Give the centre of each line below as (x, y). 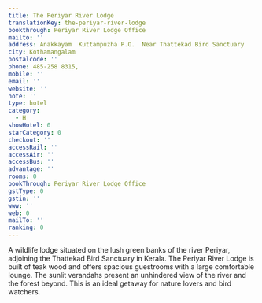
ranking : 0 (26, 228)
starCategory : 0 (35, 132)
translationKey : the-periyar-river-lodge (77, 23)
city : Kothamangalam (42, 52)
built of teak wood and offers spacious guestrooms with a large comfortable (131, 267)
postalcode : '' (33, 60)
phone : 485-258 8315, (44, 67)
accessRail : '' (33, 147)
